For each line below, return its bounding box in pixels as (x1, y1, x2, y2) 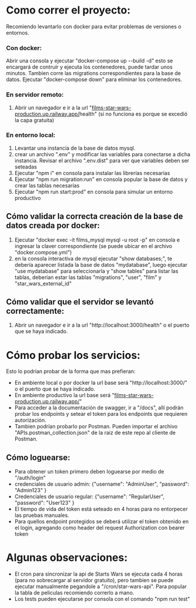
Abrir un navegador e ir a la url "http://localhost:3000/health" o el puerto (14, 321, 190, 329)
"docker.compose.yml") (14, 248, 72, 256)
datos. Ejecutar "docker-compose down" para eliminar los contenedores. (6, 76, 183, 83)
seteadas (14, 163, 37, 170)
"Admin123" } (14, 487, 47, 494)
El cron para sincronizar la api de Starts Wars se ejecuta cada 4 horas (14, 570, 183, 577)
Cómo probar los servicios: (6, 348, 140, 362)
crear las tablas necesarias (14, 182, 80, 189)
